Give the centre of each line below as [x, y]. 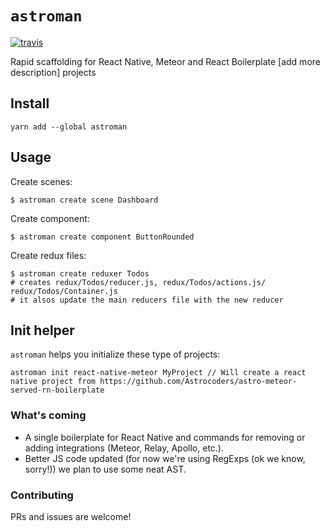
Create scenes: [41, 181]
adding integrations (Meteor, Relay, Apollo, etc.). [124, 448]
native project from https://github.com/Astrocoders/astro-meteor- [154, 382]
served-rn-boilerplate [57, 390]
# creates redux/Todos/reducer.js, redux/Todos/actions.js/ [138, 282]
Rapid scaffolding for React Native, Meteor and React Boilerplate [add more [165, 61]
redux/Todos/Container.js [64, 291]
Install [30, 103]
